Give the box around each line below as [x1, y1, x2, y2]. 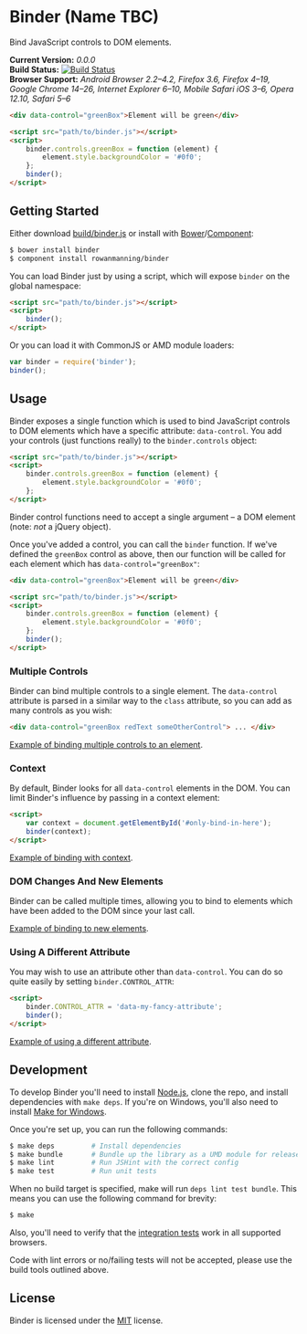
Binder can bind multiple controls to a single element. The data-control [9, 686, 279, 697]
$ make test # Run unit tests [9, 1167, 157, 1176]
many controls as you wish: [9, 705, 112, 716]
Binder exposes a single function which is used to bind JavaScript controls [9, 415, 291, 426]
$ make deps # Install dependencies [9, 1141, 182, 1150]
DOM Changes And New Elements [9, 875, 164, 888]
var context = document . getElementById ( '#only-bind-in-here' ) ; [26, 819, 272, 828]
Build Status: [9, 64, 59, 75]
